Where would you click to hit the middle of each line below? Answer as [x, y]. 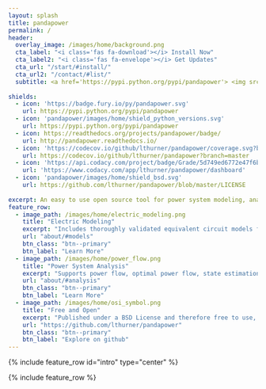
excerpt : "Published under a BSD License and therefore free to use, [140, 318]
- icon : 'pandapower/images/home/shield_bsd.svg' [99, 178]
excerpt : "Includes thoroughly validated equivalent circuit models [138, 229]
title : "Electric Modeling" [68, 222]
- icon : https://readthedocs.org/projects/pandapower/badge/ [118, 133]
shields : [23, 97]
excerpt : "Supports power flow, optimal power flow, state [122, 273]
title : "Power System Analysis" [76, 266]
